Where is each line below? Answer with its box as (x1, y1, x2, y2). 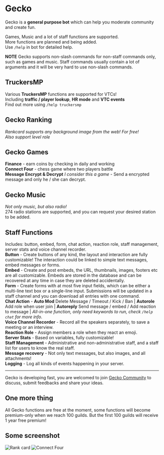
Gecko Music (5, 191, 46, 199)
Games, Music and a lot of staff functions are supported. (5, 34, 119, 40)
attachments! (5, 355, 32, 361)
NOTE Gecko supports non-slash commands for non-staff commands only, (5, 53, 156, 59)
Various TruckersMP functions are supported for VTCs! (5, 91, 117, 97)
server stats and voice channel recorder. (5, 246, 86, 252)
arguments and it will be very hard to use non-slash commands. (5, 64, 133, 70)
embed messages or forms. (5, 262, 61, 268)
